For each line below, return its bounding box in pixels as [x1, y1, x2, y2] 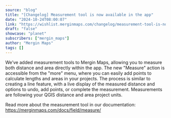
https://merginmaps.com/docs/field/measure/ [5, 107, 101, 113]
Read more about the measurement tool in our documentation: [5, 101, 136, 107]
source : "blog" [5, 7, 38, 13]
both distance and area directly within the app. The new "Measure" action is [5, 65, 165, 71]
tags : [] [5, 45, 24, 50]
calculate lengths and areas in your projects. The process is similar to [5, 75, 151, 81]
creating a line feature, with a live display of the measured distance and [5, 81, 155, 87]
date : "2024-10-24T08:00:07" [5, 17, 67, 22]
